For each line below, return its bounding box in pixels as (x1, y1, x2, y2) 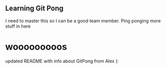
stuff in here (5, 23, 31, 29)
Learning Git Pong (5, 4, 64, 13)
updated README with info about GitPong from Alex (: (5, 58, 119, 64)
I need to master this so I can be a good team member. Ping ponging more (5, 17, 161, 24)
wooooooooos (5, 41, 67, 53)
